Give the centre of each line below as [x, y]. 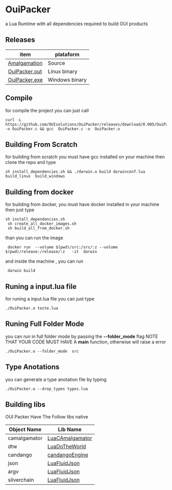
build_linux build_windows [35, 176]
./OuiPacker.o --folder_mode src [42, 351]
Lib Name [70, 429]
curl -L [14, 120]
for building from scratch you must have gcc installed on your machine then [85, 157]
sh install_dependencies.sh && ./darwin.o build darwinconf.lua [75, 172]
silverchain [21, 480]
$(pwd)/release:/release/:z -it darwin [51, 252]
